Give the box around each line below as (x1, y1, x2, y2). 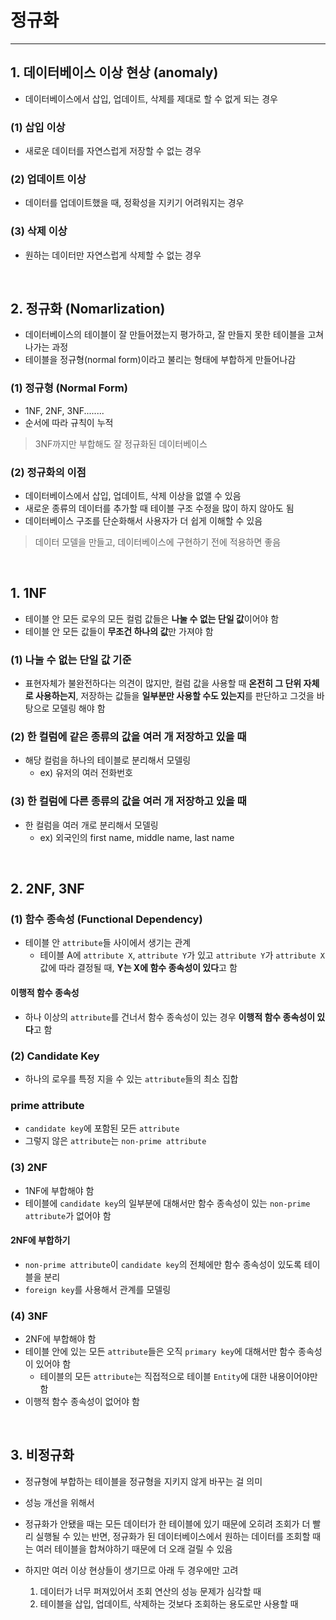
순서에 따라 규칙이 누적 (24, 416, 114, 428)
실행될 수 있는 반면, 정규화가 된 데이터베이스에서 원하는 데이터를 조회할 (35, 1530, 311, 1542)
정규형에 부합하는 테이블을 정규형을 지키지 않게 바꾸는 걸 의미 (24, 1475, 263, 1487)
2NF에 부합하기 (10, 1234, 71, 1246)
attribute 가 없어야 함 (24, 1209, 112, 1221)
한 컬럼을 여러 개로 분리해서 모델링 (24, 819, 159, 831)
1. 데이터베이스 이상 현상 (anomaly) (10, 64, 219, 81)
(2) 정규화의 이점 (10, 465, 87, 479)
